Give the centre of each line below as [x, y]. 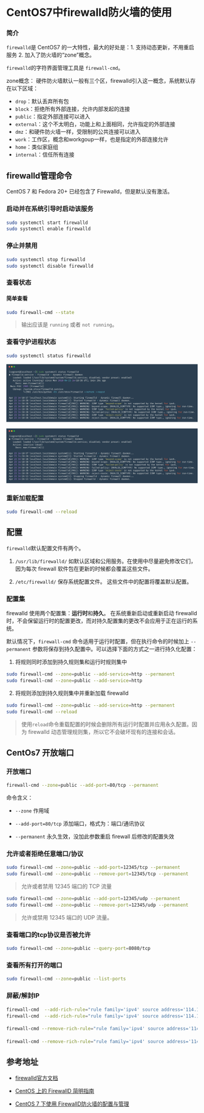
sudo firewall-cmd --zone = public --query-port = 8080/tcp [78, 949]
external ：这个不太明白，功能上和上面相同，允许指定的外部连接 [95, 124]
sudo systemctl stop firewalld [46, 259]
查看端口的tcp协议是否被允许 [49, 935]
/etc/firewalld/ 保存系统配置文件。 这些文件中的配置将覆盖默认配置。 [104, 581]
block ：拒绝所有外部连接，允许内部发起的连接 [73, 109]
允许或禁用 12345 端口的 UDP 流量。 [67, 917]
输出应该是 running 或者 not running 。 [69, 325]
